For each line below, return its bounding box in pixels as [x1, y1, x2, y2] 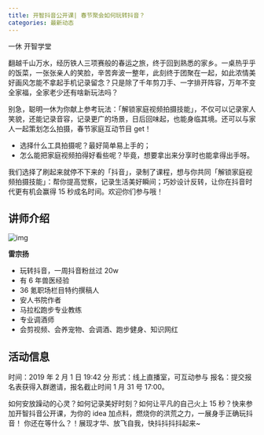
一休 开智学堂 [8, 41, 52, 51]
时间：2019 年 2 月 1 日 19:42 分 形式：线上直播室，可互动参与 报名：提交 [8, 372, 245, 382]
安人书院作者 [19, 295, 61, 305]
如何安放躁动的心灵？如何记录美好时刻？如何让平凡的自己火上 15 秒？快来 [8, 399, 246, 408]
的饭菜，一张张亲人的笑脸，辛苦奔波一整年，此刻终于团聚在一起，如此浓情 [8, 68, 249, 77]
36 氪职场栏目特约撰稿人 [19, 286, 100, 295]
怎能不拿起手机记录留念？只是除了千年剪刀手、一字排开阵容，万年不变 [28, 78, 256, 87]
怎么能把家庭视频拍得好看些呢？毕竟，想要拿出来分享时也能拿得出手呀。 [19, 150, 254, 159]
